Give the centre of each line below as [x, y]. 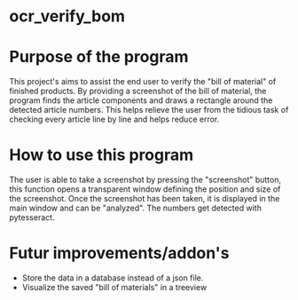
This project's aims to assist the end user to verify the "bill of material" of [143, 82]
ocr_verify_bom [67, 16]
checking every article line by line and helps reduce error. [114, 119]
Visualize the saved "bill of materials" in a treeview [114, 287]
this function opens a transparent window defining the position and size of [145, 189]
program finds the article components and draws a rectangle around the [141, 100]
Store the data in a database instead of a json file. [113, 278]
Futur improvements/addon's [119, 253]
